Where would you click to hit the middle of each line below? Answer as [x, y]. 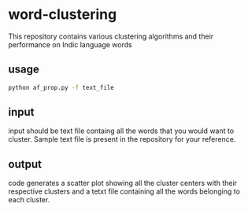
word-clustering [63, 15]
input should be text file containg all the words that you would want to [121, 131]
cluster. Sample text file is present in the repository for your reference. [122, 139]
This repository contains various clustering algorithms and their [111, 36]
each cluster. [29, 200]
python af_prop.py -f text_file [61, 87]
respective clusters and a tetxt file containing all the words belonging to [124, 191]
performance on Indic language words [70, 44]
